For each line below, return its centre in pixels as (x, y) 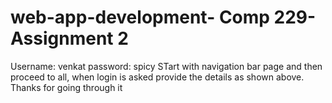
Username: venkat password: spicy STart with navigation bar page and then (166, 66)
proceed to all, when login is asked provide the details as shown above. (157, 77)
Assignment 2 (69, 38)
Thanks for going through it (66, 87)
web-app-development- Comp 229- (163, 17)
